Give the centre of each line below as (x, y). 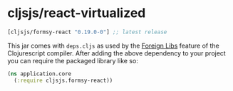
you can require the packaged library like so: (73, 60)
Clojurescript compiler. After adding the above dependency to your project (116, 53)
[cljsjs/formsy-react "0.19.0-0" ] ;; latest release (87, 32)
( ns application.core (40, 74)
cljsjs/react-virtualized (77, 13)
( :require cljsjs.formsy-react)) (63, 80)
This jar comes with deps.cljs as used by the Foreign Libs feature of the (113, 45)
